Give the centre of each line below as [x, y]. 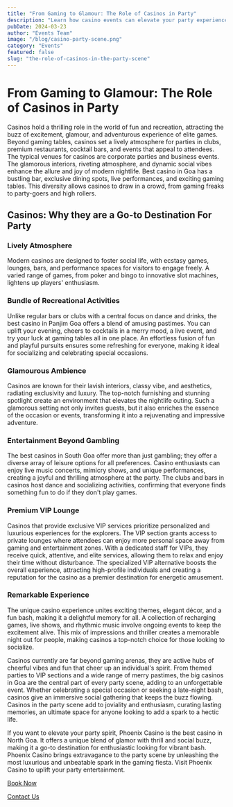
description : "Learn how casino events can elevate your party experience [118, 20]
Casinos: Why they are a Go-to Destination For [110, 215]
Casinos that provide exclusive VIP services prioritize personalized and [109, 526]
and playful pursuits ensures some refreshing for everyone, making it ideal [113, 345]
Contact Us [23, 796]
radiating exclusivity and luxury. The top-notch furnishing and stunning [109, 393]
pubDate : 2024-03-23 [37, 26]
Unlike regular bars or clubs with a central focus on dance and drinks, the [112, 315]
